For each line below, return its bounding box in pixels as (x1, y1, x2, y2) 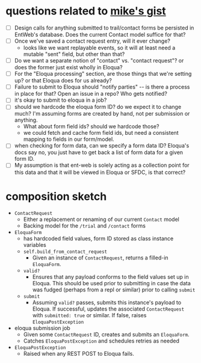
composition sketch (5, 190, 107, 203)
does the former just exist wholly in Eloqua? (14, 64, 123, 71)
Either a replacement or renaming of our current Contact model (23, 216, 180, 223)
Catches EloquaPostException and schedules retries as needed (23, 337, 180, 344)
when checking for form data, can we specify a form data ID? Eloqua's (14, 142, 190, 149)
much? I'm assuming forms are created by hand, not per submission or (14, 110, 190, 117)
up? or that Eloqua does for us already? (14, 77, 112, 84)
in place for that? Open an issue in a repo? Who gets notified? (14, 90, 168, 98)
